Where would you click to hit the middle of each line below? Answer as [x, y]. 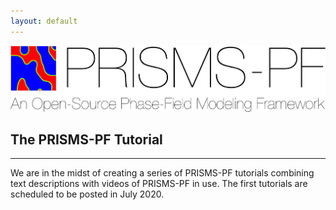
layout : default [44, 21]
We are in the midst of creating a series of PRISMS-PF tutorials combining [162, 173]
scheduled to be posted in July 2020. [87, 194]
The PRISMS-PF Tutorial [86, 139]
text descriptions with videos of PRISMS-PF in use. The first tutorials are [159, 184]
